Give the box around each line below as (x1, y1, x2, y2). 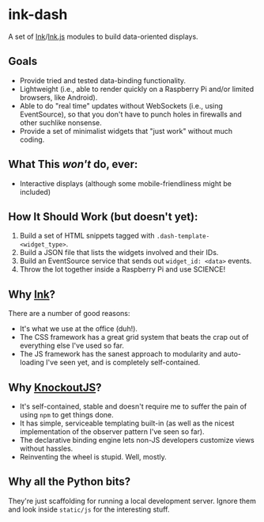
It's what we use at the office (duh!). (19, 324, 138, 333)
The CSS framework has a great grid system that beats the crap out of (19, 333, 249, 342)
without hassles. (19, 444, 74, 453)
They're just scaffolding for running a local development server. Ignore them (8, 496, 257, 505)
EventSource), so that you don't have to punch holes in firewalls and (19, 109, 243, 119)
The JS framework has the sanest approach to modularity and (19, 349, 222, 359)
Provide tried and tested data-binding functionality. (19, 75, 187, 85)
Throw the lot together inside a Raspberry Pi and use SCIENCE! (19, 265, 226, 274)
